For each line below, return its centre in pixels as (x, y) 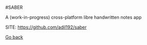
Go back (14, 37)
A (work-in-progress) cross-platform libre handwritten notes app (73, 17)
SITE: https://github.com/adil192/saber (46, 27)
